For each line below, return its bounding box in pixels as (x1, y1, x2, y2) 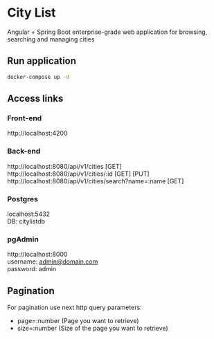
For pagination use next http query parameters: (7, 303, 142, 312)
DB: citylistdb (7, 217, 46, 226)
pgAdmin (7, 234, 39, 244)
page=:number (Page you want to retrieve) (17, 317, 140, 325)
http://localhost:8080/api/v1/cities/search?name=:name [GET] (7, 176, 184, 185)
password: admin (7, 265, 57, 273)
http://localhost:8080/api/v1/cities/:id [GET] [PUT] (7, 169, 150, 178)
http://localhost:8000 (7, 250, 68, 259)
